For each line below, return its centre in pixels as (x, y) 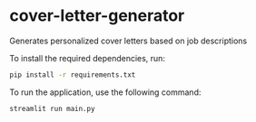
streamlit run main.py (52, 108)
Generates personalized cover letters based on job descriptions (128, 41)
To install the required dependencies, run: (88, 58)
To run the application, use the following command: (105, 92)
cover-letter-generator (97, 16)
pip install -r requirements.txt (73, 75)
